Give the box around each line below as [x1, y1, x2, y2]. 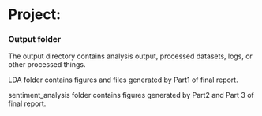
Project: [8, 6, 62, 24]
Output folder [8, 34, 62, 45]
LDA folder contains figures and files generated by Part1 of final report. [8, 75, 238, 84]
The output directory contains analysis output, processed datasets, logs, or [8, 51, 253, 61]
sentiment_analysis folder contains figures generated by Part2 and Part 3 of [8, 91, 255, 100]
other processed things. [8, 60, 86, 69]
